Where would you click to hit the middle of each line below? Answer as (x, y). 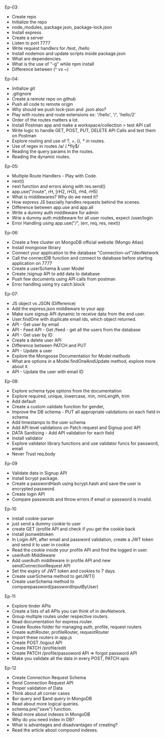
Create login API (28, 494)
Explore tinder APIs (31, 606)
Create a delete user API (37, 340)
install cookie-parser (33, 518)
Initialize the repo (29, 22)
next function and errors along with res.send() (59, 186)
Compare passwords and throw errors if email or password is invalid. (82, 499)
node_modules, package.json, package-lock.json (62, 27)
